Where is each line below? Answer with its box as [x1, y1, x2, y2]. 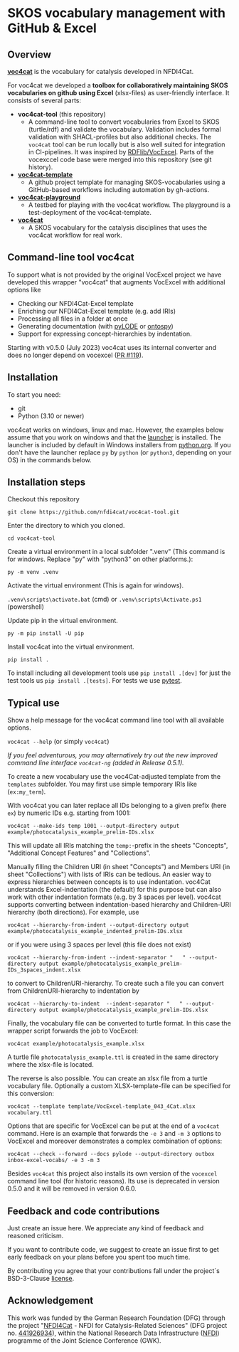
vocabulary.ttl [7, 1109, 53, 1117]
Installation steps [7, 477, 86, 489]
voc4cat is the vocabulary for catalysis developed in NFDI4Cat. [7, 68, 194, 75]
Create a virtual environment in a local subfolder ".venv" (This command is [7, 548, 225, 556]
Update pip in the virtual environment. [7, 617, 119, 625]
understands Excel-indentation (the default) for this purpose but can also [7, 885, 222, 894]
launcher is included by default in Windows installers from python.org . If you [7, 440, 231, 449]
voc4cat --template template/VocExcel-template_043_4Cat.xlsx [7, 1103, 196, 1110]
